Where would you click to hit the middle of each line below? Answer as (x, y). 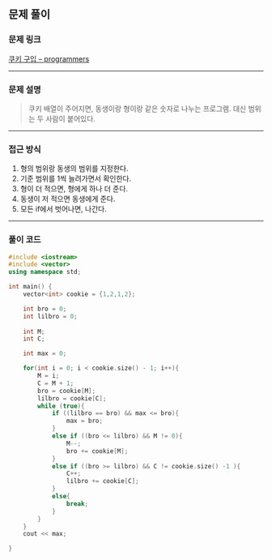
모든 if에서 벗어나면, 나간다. (63, 209)
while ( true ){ (61, 406)
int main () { (30, 287)
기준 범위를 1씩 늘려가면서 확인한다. (76, 179)
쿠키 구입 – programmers (49, 58)
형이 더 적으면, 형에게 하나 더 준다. (74, 189)
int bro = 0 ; (45, 309)
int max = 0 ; (45, 354)
